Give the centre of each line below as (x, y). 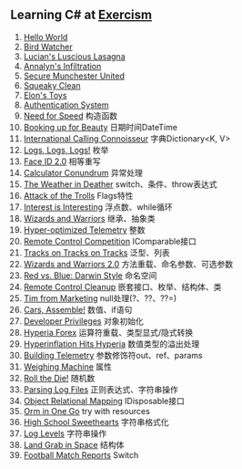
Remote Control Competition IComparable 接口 (110, 241)
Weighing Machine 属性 (68, 366)
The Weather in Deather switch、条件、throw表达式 (120, 184)
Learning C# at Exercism (81, 15)
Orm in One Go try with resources (87, 411)
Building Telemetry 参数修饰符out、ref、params (113, 355)
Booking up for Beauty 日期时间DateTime (101, 127)
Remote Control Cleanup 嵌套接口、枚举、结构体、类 (122, 287)
